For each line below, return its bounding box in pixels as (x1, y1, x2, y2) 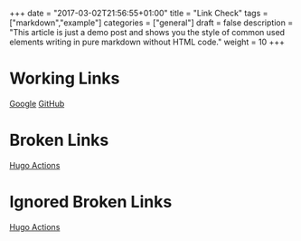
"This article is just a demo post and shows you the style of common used (9, 27, 286, 37)
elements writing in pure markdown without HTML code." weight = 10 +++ (9, 36, 286, 47)
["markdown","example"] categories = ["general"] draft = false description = (9, 17, 294, 28)
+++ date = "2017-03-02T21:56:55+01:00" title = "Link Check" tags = (9, 8, 268, 18)
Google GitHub (9, 98, 65, 109)
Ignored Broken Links (9, 192, 173, 212)
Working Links (9, 68, 120, 89)
